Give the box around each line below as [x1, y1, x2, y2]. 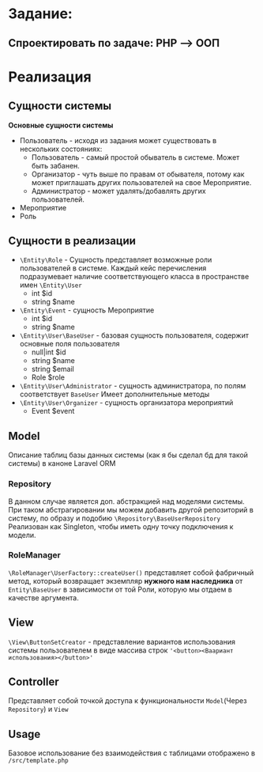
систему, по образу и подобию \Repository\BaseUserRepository [8, 513, 221, 523]
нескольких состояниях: [19, 144, 103, 153]
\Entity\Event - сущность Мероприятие [19, 305, 155, 315]
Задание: [8, 5, 73, 23]
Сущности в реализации [8, 234, 137, 248]
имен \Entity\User [19, 280, 83, 289]
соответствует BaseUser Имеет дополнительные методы [19, 389, 210, 399]
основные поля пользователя [19, 339, 120, 349]
